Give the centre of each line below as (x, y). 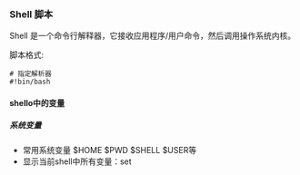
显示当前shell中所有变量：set (77, 161)
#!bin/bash (30, 82)
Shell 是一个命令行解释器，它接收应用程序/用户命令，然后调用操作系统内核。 (153, 36)
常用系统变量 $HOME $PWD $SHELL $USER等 (110, 150)
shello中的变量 (37, 102)
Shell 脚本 (31, 14)
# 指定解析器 (30, 74)
